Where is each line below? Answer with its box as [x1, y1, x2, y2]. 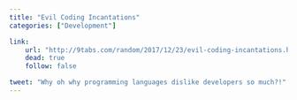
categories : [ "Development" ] [9, 21, 117, 30]
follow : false [25, 62, 77, 71]
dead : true [25, 54, 65, 63]
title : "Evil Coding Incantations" [9, 12, 141, 22]
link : [9, 37, 29, 46]
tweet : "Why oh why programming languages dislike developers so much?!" [9, 78, 287, 87]
